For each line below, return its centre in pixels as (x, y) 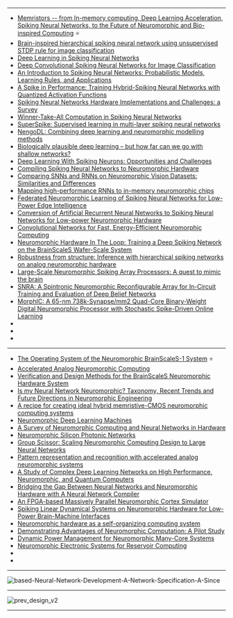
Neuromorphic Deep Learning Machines (75, 420)
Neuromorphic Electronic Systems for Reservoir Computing (102, 545)
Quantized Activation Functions (62, 95)
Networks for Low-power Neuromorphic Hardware (89, 220)
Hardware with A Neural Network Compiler (78, 494)
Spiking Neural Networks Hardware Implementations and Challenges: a (119, 102)
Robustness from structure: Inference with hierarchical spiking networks (120, 257)
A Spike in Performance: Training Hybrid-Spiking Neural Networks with (119, 87)
